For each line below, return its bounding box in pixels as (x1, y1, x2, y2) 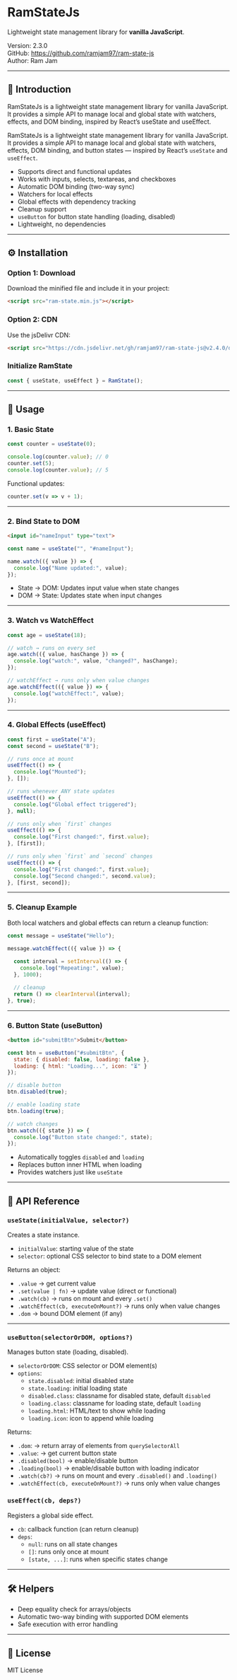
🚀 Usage (7, 404, 44, 416)
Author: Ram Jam (7, 56, 58, 64)
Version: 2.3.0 (7, 41, 48, 49)
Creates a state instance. (7, 1231, 80, 1239)
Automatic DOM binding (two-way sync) (17, 182, 135, 191)
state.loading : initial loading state (28, 1384, 128, 1393)
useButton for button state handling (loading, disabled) (17, 212, 176, 221)
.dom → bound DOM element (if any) (17, 1309, 123, 1318)
